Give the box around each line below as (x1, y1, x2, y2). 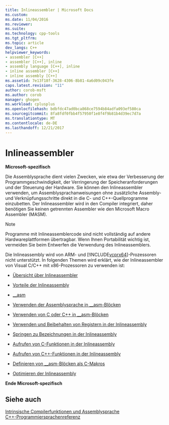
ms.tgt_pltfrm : (5, 36, 37, 41)
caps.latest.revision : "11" (5, 83, 65, 88)
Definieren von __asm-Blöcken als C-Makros (12, 361, 105, 367)
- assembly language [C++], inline (5, 64, 80, 69)
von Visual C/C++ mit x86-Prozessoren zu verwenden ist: (5, 262, 125, 269)
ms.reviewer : (5, 21, 33, 27)
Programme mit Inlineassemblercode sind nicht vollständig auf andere (5, 231, 151, 237)
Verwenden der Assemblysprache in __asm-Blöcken (12, 302, 121, 308)
